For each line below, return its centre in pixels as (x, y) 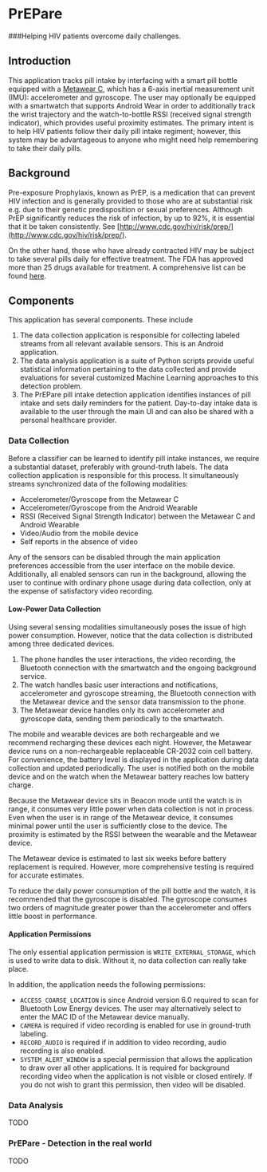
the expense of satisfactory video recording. (81, 590)
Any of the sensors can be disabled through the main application (114, 557)
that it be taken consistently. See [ (64, 226)
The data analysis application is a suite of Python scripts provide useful (137, 361)
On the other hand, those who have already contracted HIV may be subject (131, 250)
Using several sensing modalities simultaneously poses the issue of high (127, 626)
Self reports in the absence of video (79, 541)
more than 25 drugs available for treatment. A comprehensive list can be (127, 267)
